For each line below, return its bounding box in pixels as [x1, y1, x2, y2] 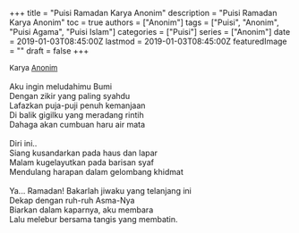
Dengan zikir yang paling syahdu [9, 91, 131, 101]
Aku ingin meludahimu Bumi [9, 81, 113, 92]
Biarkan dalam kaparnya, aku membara [9, 204, 154, 215]
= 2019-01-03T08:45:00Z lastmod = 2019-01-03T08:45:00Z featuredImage [9, 36, 288, 46]
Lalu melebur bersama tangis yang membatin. [9, 214, 178, 224]
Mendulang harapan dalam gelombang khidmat [9, 167, 184, 177]
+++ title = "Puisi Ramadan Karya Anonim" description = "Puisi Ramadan [9, 8, 278, 18]
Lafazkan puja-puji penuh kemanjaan [9, 100, 146, 111]
